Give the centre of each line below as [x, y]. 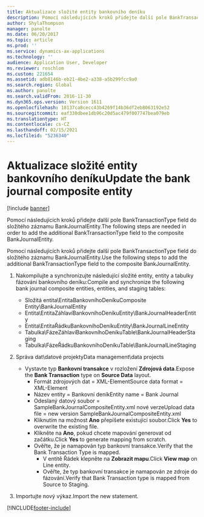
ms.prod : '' [22, 46]
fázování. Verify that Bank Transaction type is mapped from [116, 478]
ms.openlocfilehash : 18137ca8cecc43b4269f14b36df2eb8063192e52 [88, 107]
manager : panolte [29, 29]
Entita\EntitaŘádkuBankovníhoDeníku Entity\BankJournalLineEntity [107, 326]
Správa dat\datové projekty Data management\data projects [90, 357]
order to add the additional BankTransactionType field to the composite [95, 232]
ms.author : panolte [31, 91]
